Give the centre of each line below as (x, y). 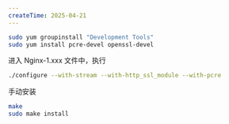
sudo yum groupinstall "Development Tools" (81, 37)
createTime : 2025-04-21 (48, 15)
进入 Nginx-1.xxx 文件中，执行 (57, 61)
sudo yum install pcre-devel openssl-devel (81, 44)
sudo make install (38, 114)
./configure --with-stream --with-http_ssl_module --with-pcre (115, 76)
